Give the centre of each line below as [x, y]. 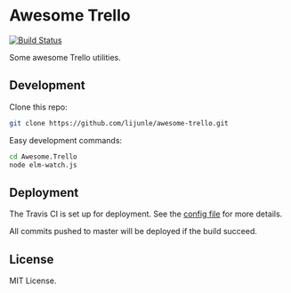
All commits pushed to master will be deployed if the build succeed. [133, 232]
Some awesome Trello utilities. [65, 57]
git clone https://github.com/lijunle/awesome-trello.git [119, 123]
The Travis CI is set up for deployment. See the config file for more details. [146, 214]
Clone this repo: [39, 107]
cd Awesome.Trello [43, 157]
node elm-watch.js [43, 165]
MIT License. [33, 281]
